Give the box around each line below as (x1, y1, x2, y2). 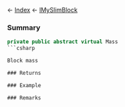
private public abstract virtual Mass (7, 38, 118, 45)
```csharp (7, 45, 36, 52)
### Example (7, 82, 41, 88)
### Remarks (7, 94, 41, 102)
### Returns (7, 69, 41, 76)
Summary (7, 23, 41, 32)
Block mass (7, 58, 38, 64)
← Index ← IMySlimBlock (7, 6, 78, 14)
